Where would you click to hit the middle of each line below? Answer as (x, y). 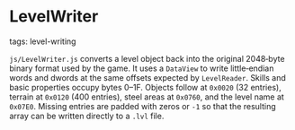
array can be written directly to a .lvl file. (87, 116)
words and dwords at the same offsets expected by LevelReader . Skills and (147, 77)
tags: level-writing (43, 41)
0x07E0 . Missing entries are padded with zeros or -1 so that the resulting (143, 106)
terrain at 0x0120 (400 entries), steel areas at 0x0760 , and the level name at (147, 97)
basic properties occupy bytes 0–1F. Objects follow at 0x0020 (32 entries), (145, 87)
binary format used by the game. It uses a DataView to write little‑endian (142, 68)
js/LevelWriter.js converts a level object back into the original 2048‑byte (147, 58)
